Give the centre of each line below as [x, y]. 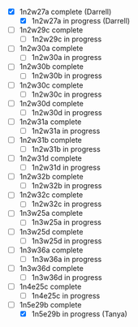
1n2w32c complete [51, 195]
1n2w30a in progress [67, 58]
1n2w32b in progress [67, 186]
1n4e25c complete [50, 286]
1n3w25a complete [51, 213]
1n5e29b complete [50, 305]
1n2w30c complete [51, 85]
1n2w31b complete [50, 140]
